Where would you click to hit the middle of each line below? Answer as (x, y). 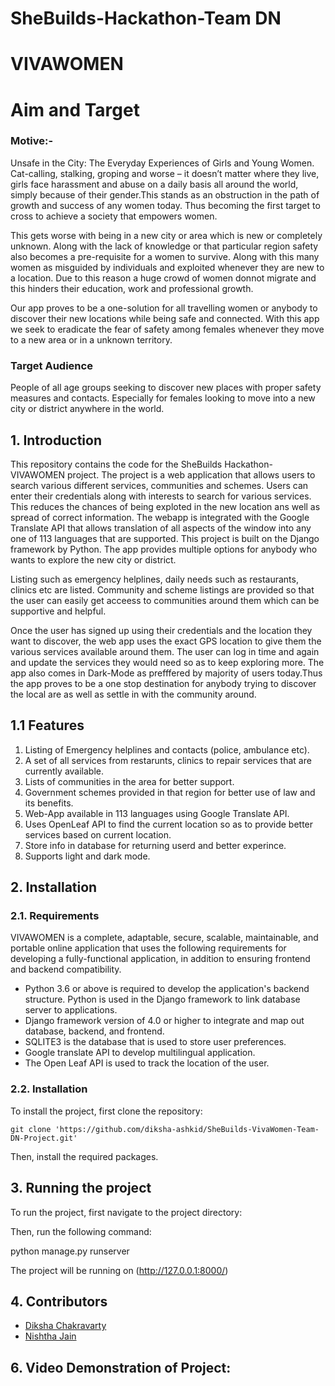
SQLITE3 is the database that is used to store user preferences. (155, 1042)
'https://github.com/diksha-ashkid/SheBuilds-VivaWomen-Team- (187, 1129)
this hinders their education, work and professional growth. (132, 288)
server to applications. (71, 1010)
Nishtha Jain (50, 1336)
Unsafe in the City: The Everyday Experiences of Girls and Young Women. (162, 163)
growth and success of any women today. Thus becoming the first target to (165, 205)
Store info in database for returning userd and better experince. (155, 845)
